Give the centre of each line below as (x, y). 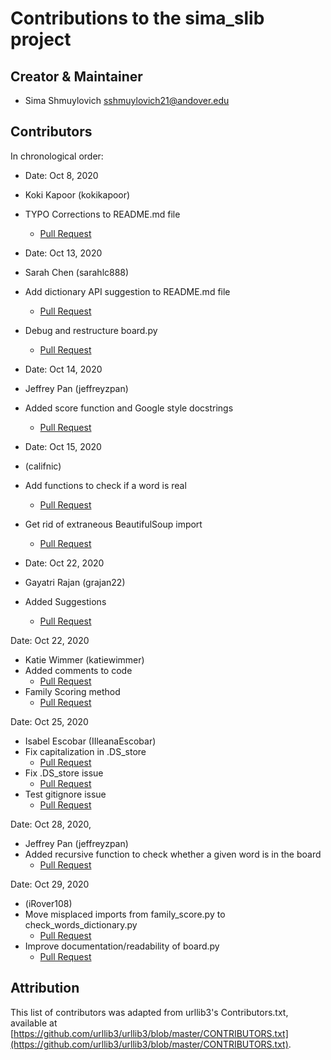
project (41, 39)
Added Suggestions (65, 601)
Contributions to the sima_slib (137, 18)
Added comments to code (78, 670)
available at (34, 1023)
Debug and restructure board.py (91, 330)
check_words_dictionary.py (81, 924)
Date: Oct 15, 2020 (63, 446)
